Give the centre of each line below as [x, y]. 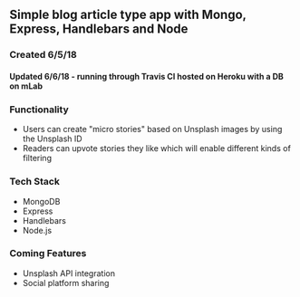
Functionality [39, 110]
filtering [37, 158]
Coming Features [48, 254]
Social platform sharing [66, 283]
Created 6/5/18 [43, 55]
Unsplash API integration [69, 273]
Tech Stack [35, 182]
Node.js [37, 230]
